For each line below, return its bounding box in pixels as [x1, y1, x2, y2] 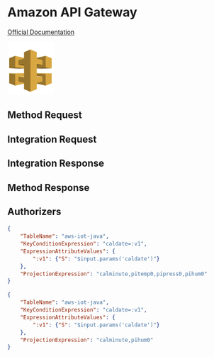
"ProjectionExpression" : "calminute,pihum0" [20, 336, 154, 344]
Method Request [7, 109, 83, 121]
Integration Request [7, 133, 97, 145]
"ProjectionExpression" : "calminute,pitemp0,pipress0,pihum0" [20, 270, 208, 278]
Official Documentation [7, 28, 75, 36]
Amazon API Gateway [7, 4, 137, 21]
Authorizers [7, 205, 62, 217]
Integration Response [7, 158, 105, 170]
